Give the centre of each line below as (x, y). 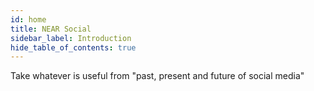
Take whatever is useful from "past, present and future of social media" (157, 76)
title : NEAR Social (51, 29)
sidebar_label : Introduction (71, 38)
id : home (28, 19)
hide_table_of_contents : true (73, 47)
